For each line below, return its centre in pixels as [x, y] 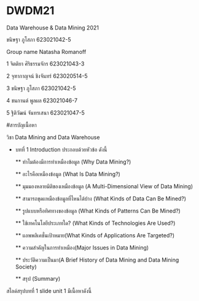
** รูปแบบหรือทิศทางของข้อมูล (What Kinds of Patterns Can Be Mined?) [98, 211]
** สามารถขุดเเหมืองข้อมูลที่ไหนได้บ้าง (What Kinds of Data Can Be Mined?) [100, 198]
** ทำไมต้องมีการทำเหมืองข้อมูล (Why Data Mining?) [73, 162]
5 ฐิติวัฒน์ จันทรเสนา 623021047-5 [45, 112]
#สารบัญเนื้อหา [21, 125]
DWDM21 [30, 11]
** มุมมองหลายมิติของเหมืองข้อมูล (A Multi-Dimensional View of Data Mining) [104, 186]
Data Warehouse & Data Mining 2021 [53, 28]
